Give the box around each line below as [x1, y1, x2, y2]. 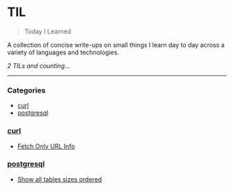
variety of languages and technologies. [7, 48, 120, 56]
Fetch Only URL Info [17, 142, 75, 150]
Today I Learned [24, 27, 72, 35]
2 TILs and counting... [7, 61, 70, 70]
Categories [7, 85, 46, 95]
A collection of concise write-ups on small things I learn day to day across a [7, 40, 225, 49]
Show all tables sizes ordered [17, 175, 102, 183]
